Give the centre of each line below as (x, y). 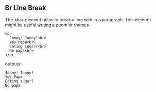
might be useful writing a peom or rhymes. (48, 25)
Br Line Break (26, 8)
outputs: (13, 64)
